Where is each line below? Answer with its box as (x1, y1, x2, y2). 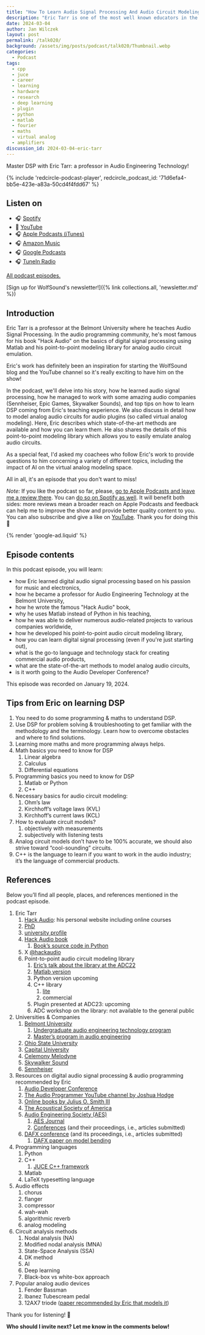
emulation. (6, 350, 33, 358)
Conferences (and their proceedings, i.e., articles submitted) (33, 1124, 185, 1131)
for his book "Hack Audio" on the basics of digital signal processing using (6, 337, 192, 345)
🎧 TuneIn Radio (15, 258, 56, 265)
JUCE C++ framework (33, 1163, 90, 1170)
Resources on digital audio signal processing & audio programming (15, 1072, 184, 1079)
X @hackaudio (24, 948, 61, 955)
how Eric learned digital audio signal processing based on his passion (15, 578, 191, 585)
